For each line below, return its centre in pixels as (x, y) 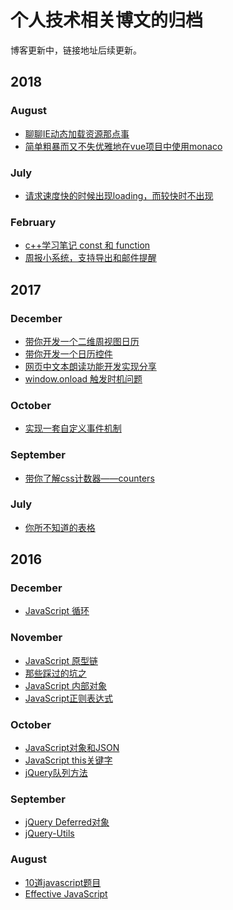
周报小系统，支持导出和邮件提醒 (90, 258)
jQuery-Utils (49, 833)
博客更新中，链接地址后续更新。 (76, 50)
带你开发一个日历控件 (68, 353)
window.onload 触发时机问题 (83, 378)
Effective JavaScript (66, 893)
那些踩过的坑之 (55, 673)
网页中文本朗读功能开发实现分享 (90, 366)
